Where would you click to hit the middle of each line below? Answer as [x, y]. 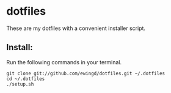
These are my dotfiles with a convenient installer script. [76, 28]
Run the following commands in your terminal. [64, 62]
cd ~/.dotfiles [26, 79]
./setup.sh [20, 84]
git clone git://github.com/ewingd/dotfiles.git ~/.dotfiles [86, 73]
